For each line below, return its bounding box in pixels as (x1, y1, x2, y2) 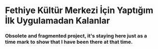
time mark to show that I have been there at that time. (5, 39, 133, 46)
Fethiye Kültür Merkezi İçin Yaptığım (5, 5, 154, 16)
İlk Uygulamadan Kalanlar (5, 15, 110, 26)
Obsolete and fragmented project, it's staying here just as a (5, 33, 147, 39)
